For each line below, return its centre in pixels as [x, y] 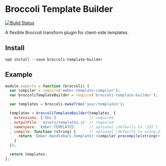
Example [19, 75]
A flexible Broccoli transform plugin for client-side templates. [67, 32]
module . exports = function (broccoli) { [47, 86]
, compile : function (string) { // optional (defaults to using [83, 132]
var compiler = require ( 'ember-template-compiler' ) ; [65, 91]
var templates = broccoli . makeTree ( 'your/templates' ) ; [67, 104]
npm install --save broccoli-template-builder [54, 59]
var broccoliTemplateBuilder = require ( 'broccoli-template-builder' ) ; [84, 95]
